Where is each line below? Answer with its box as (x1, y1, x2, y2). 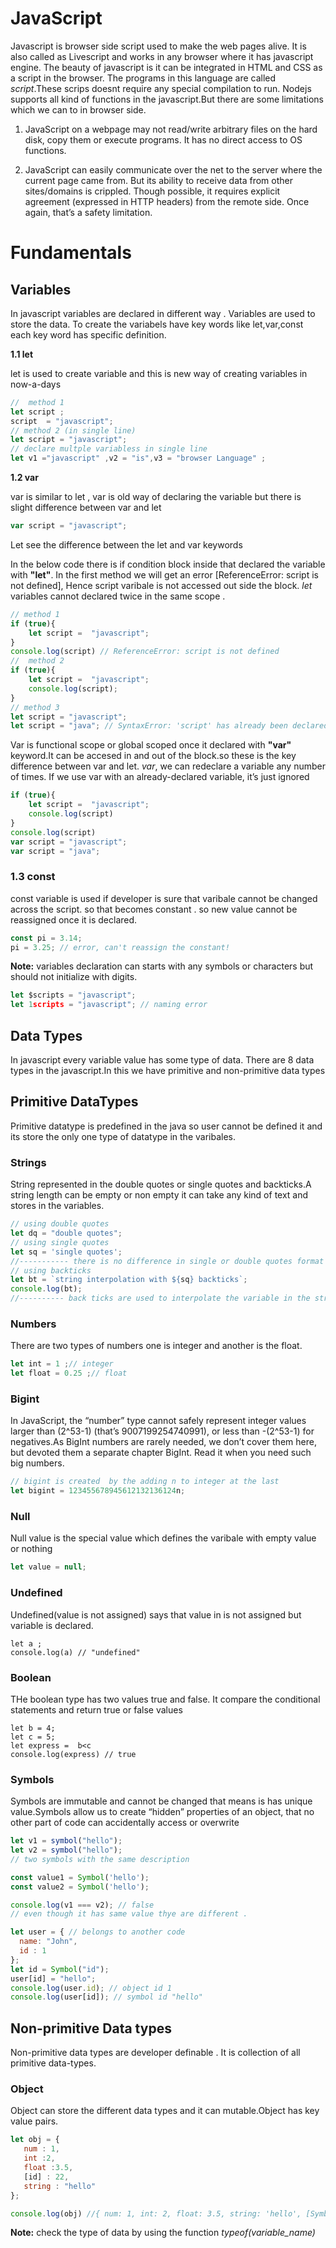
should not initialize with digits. (10, 971, 138, 983)
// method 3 (10, 702, 60, 712)
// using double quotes (10, 1219, 110, 1229)
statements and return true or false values (10, 1703, 183, 1716)
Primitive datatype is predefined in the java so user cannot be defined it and (10, 1120, 323, 1132)
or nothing (10, 1543, 53, 1555)
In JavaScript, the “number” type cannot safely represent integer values (10, 1415, 307, 1427)
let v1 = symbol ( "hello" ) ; (10, 1836, 123, 1846)
